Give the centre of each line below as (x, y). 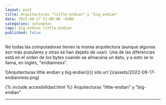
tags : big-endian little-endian (38, 28)
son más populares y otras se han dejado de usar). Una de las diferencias (80, 52)
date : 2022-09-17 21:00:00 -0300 (40, 19)
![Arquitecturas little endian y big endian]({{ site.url (57, 72)
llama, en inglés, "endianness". (36, 63)
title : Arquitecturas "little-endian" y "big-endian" (62, 14)
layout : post (19, 10)
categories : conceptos (28, 24)
